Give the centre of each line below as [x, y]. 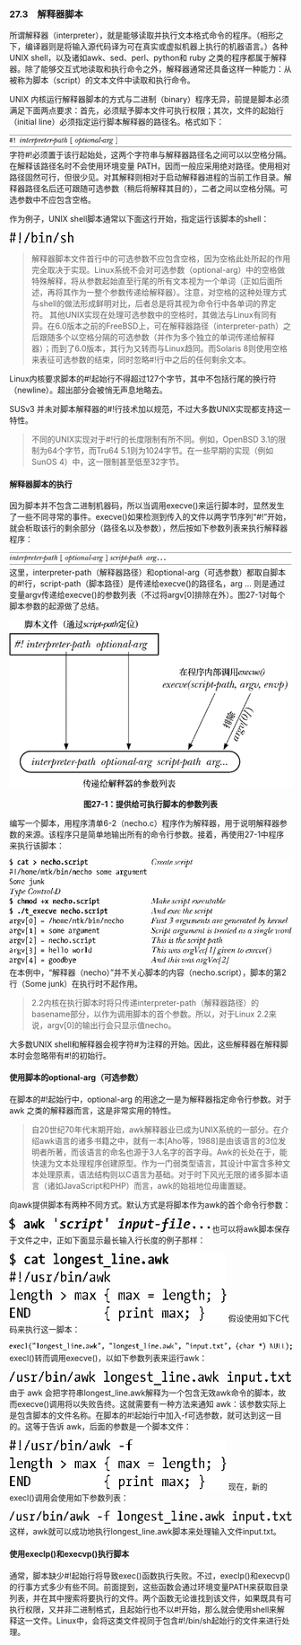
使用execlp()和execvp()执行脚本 [69, 1553]
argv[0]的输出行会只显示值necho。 [112, 1025]
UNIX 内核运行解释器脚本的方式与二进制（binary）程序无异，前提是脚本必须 [149, 100]
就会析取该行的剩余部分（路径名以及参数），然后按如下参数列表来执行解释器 [149, 528]
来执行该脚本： [37, 846]
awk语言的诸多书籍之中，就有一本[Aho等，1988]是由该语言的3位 [159, 1140]
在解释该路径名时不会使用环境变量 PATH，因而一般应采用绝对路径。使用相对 [150, 166]
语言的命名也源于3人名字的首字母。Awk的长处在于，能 [187, 1152]
